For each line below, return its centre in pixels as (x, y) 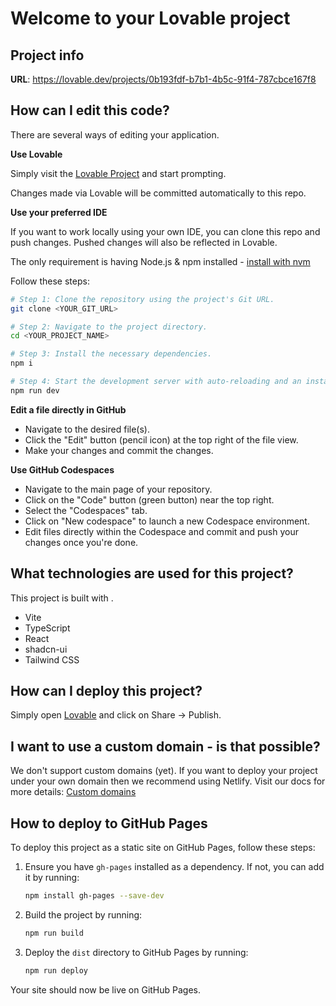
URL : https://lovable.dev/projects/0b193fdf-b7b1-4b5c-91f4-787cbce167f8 (163, 79)
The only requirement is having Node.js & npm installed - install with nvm (160, 261)
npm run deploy (56, 970)
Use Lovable (36, 154)
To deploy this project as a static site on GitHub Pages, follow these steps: (163, 848)
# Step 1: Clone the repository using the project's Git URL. (142, 299)
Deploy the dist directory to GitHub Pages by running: (136, 952)
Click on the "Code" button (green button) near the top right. (149, 499)
